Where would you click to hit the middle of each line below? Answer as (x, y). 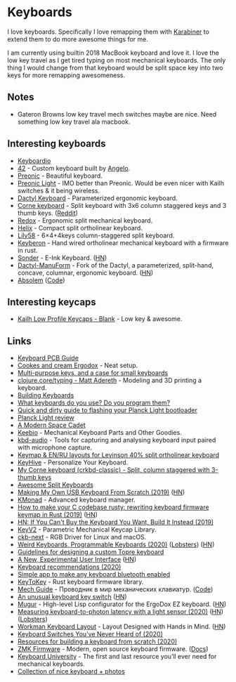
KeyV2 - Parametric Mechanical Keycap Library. (87, 530)
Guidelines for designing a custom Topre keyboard (91, 552)
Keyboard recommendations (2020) (69, 567)
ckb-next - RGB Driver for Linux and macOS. (82, 537)
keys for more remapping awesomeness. (66, 75)
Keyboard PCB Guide (48, 358)
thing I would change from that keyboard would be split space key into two (115, 67)
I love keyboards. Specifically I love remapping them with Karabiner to (108, 32)
